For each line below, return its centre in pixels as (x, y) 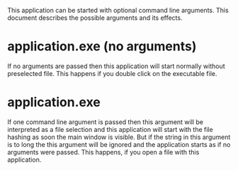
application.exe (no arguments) (102, 46)
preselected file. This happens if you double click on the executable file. (112, 73)
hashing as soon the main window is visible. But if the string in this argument (119, 137)
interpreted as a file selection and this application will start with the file (110, 129)
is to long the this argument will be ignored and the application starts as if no (119, 144)
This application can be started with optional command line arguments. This (118, 10)
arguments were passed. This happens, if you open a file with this (103, 152)
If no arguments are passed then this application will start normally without (116, 66)
